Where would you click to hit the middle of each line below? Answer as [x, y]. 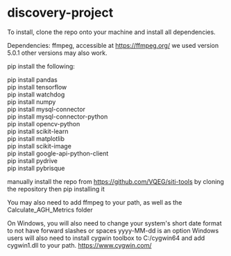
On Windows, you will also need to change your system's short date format [114, 223]
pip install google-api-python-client [58, 153]
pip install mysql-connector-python [58, 117]
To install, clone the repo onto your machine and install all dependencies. [112, 32]
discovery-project [60, 13]
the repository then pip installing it [56, 189]
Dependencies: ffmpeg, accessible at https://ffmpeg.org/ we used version [113, 45]
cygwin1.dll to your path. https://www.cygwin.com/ [79, 245]
